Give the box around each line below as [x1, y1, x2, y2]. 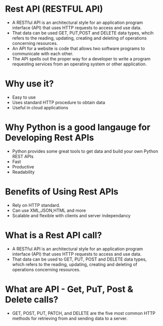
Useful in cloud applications [12, 104, 68, 110]
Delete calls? [5, 294, 59, 305]
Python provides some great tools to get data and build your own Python [12, 148, 159, 154]
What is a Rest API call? [5, 229, 102, 241]
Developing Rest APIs [5, 132, 94, 143]
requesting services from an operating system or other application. [12, 61, 147, 67]
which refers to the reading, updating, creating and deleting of [12, 261, 138, 267]
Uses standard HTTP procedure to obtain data [12, 99, 105, 105]
